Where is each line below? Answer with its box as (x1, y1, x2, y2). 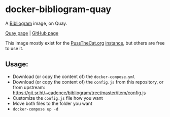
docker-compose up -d (12, 106, 58, 112)
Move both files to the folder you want (12, 100, 93, 106)
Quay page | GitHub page (5, 30, 59, 36)
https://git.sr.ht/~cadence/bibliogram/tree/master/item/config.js (12, 90, 146, 96)
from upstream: (12, 84, 45, 90)
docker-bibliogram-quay (5, 4, 112, 15)
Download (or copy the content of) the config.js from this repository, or (12, 79, 164, 85)
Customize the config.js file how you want (12, 95, 103, 101)
